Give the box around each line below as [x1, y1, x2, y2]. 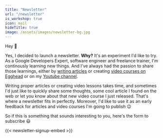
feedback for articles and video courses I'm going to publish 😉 [5, 103, 131, 109]
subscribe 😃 [5, 118, 31, 124]
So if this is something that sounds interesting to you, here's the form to [5, 113, 149, 118]
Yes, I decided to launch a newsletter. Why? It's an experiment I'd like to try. [5, 53, 157, 59]
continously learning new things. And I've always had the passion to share [5, 63, 154, 69]
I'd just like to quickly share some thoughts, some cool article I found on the [5, 88, 157, 94]
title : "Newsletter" [5, 7, 47, 12]
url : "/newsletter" [5, 12, 45, 17]
